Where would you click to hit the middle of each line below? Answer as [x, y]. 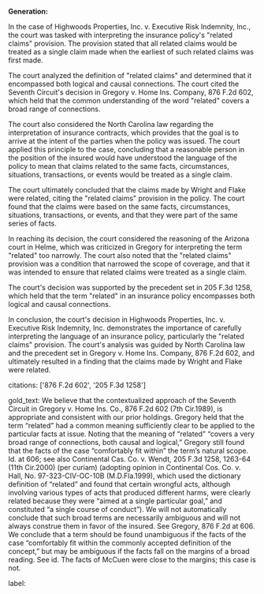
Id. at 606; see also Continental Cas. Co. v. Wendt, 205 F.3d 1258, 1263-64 [129, 459]
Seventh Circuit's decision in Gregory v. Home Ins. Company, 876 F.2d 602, [131, 92]
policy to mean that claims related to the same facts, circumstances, [119, 166]
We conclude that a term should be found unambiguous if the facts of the [127, 534]
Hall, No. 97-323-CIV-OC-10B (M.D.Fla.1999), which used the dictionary [125, 476]
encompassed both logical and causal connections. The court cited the [124, 84]
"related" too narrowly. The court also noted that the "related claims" [120, 255]
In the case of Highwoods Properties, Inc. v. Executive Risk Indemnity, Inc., [129, 26]
